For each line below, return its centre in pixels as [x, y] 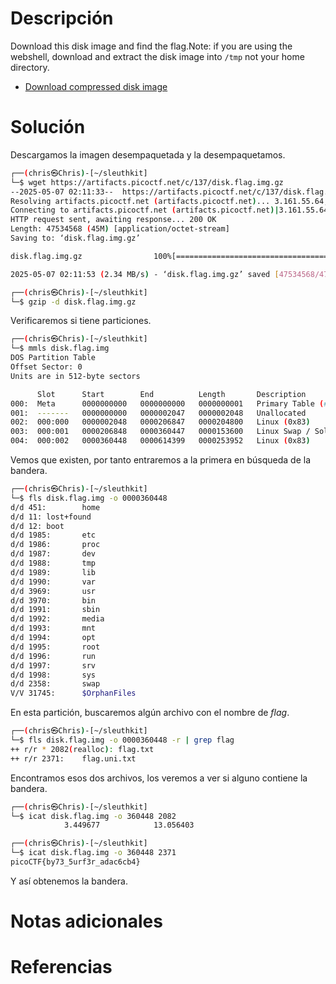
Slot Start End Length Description [171, 394]
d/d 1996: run [53, 656]
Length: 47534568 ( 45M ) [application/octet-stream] [120, 229]
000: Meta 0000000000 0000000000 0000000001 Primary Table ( [167, 403]
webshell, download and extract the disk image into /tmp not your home [157, 56]
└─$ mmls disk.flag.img [60, 348]
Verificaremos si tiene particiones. [81, 321]
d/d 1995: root [55, 647]
